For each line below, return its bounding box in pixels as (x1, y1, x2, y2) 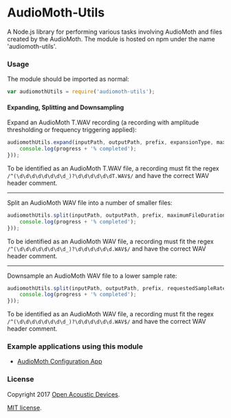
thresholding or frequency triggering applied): (7, 126, 137, 134)
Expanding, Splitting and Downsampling (7, 103, 124, 111)
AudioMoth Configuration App (16, 357, 102, 366)
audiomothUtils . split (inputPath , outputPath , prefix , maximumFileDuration (7, 212, 226, 219)
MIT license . (7, 404, 43, 412)
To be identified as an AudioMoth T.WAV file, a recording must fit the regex (7, 164, 219, 173)
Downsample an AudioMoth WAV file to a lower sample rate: (7, 272, 177, 280)
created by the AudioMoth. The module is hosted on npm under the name (7, 34, 215, 43)
